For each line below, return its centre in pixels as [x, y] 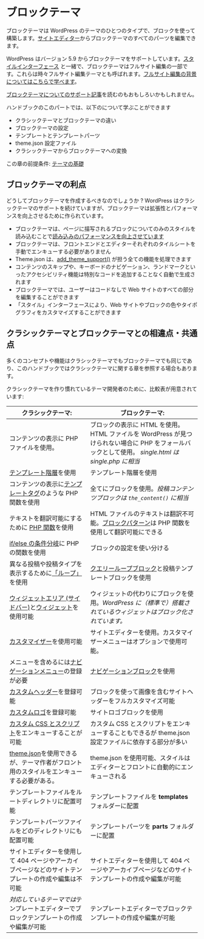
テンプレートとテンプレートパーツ [57, 135]
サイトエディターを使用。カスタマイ [141, 632]
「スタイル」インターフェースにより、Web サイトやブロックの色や [98, 304]
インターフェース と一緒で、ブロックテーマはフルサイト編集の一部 [100, 66]
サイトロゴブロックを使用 [127, 712]
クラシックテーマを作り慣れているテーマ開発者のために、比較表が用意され [99, 389]
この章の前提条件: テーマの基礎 [45, 163]
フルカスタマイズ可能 [145, 700]
